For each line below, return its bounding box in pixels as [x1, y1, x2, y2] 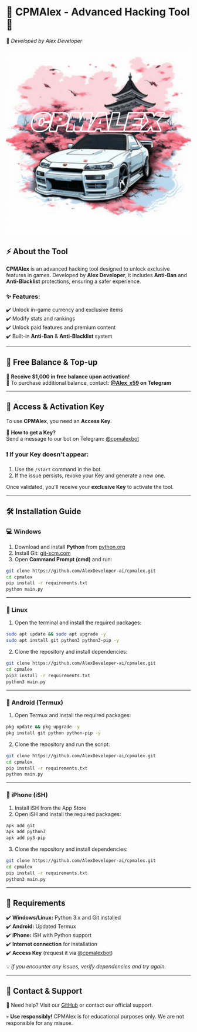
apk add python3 [6, 829, 46, 835]
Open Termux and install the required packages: [14, 712, 131, 718]
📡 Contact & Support [6, 986, 83, 996]
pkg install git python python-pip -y [6, 730, 101, 736]
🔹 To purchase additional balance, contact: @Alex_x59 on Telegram [6, 379, 172, 386]
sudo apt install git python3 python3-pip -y [6, 638, 119, 644]
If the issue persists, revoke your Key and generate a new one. [14, 472, 166, 479]
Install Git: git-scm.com [14, 550, 71, 557]
